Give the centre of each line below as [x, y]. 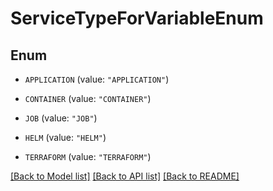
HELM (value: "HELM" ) [65, 137]
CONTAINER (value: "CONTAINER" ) [88, 98]
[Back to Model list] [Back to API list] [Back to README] [125, 176]
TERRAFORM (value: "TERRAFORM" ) [88, 156]
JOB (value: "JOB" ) [61, 118]
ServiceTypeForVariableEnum [137, 18]
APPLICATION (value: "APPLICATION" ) [97, 79]
